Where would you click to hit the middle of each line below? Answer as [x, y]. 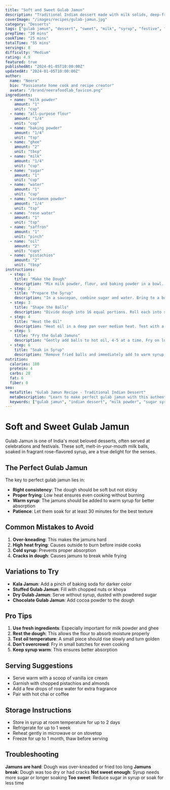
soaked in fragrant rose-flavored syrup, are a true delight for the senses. [81, 452]
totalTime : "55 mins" [28, 43]
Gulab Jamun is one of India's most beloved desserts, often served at [78, 441]
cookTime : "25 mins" [27, 39]
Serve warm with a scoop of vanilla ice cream [60, 678]
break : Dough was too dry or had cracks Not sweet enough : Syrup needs [82, 772]
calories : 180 [25, 364]
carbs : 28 [20, 374]
